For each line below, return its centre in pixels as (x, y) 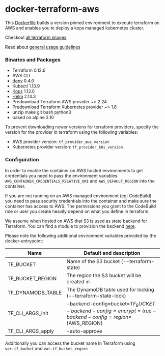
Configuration (22, 160)
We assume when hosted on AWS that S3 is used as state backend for (76, 221)
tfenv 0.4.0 (23, 81)
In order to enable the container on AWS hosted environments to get (74, 170)
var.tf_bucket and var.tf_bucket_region (46, 348)
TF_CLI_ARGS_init (28, 313)
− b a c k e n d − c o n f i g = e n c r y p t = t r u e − (111, 311)
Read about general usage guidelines (43, 47)
